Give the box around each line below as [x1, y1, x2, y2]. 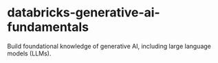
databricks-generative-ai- [7, 5, 160, 21]
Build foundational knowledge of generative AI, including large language [7, 42, 212, 50]
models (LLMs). [7, 49, 52, 58]
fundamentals [7, 19, 89, 35]
